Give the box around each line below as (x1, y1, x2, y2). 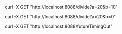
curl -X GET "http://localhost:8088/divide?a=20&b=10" (5, 4, 118, 10)
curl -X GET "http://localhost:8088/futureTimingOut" (5, 23, 113, 29)
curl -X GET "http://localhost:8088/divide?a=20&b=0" (5, 14, 116, 19)
